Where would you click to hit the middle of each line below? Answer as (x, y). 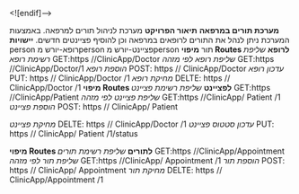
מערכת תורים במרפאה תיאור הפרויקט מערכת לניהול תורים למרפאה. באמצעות (145, 30)
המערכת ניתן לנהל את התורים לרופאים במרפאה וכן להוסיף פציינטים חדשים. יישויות (149, 40)
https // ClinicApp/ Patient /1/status (74, 133)
